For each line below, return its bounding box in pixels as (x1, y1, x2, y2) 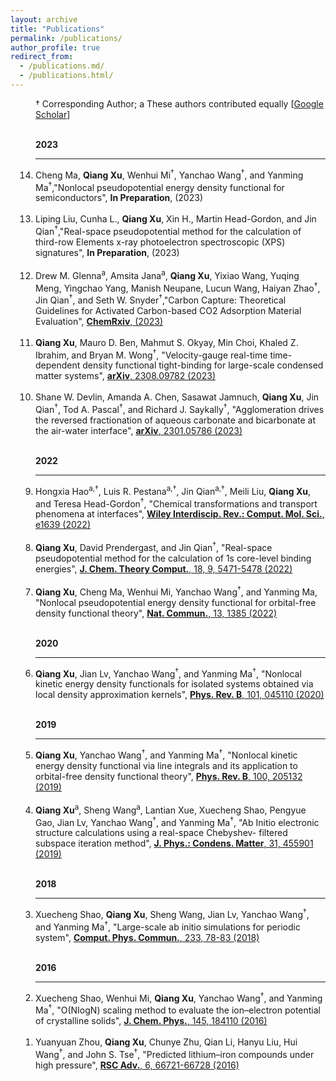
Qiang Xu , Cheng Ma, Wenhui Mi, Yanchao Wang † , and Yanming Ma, (35, 584, 318, 598)
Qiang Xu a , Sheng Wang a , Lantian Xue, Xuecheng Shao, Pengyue (35, 802, 307, 816)
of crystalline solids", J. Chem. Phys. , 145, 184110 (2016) (35, 1015, 268, 1026)
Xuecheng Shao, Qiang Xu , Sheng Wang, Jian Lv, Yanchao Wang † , (35, 907, 310, 921)
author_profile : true (10, 42, 101, 53)
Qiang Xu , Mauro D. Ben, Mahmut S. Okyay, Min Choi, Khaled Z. (35, 336, 299, 348)
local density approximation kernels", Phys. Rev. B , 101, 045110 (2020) (35, 689, 325, 701)
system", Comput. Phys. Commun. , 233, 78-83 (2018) (35, 931, 260, 943)
